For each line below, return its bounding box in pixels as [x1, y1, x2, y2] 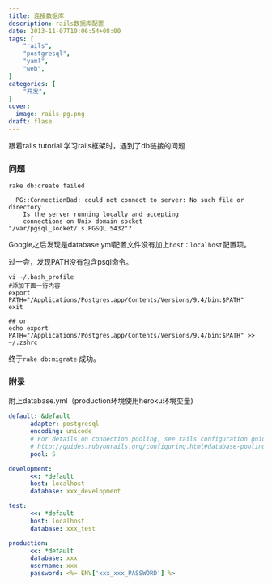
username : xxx [29, 561, 79, 570]
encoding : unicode [29, 428, 92, 436]
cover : [8, 102, 31, 110]
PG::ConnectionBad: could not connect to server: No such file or [15, 196, 244, 204]
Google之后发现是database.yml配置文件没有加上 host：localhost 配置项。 [8, 240, 251, 250]
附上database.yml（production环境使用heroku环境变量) [8, 396, 194, 406]
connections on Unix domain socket [23, 217, 143, 226]
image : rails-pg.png [15, 110, 85, 118]
